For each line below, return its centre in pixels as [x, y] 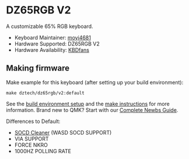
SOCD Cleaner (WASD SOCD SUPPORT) [63, 132]
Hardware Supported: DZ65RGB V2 [57, 44]
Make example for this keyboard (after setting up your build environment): [95, 82]
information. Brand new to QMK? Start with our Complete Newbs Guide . [92, 110]
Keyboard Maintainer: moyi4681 [53, 37]
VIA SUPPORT [32, 139]
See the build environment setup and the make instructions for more [88, 104]
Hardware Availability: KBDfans [52, 50]
